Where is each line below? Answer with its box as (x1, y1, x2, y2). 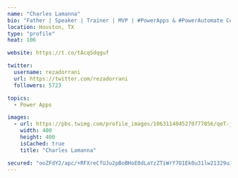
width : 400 (20, 127, 52, 134)
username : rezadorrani (13, 69, 81, 76)
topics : (7, 95, 30, 102)
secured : (7, 160, 33, 167)
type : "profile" (7, 30, 55, 37)
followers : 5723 (13, 82, 62, 89)
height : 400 (20, 133, 55, 141)
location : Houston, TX (7, 23, 74, 30)
